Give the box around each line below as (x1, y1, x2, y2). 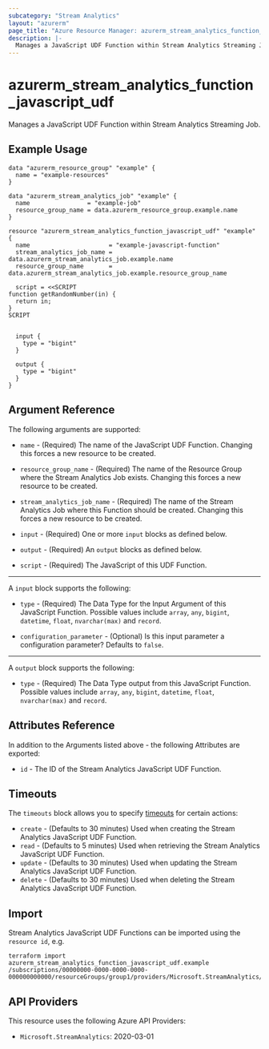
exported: (8, 748, 41, 758)
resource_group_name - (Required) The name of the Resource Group (19, 464, 243, 474)
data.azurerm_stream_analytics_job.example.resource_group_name (8, 269, 227, 277)
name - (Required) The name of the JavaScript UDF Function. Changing (19, 440, 253, 450)
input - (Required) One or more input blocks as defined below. (19, 529, 227, 539)
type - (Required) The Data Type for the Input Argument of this (19, 599, 227, 608)
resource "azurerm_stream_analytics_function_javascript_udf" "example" (8, 227, 256, 235)
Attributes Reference (8, 719, 115, 732)
